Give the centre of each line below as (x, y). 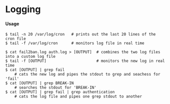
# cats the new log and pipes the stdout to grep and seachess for (87, 75)
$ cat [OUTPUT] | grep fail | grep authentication (60, 92)
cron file (16, 39)
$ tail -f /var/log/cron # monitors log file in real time (75, 43)
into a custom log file (31, 57)
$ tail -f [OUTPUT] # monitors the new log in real (85, 61)
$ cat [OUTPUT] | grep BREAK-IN (39, 83)
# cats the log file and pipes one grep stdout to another (78, 97)
